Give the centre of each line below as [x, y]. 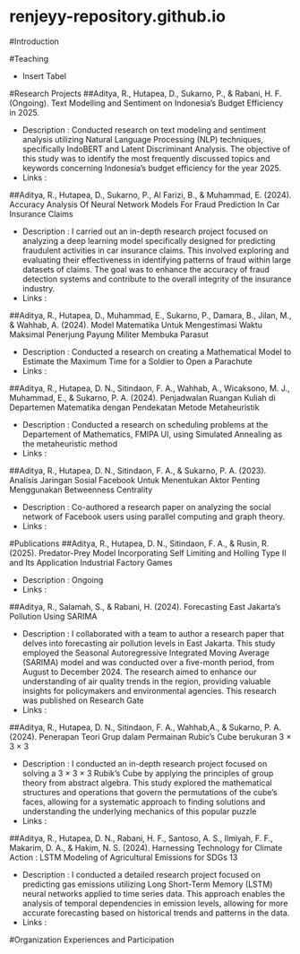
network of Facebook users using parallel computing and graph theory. [154, 516]
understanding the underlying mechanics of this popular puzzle [139, 811]
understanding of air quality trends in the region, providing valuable [146, 681]
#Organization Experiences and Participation [92, 940]
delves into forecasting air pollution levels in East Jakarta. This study [149, 643]
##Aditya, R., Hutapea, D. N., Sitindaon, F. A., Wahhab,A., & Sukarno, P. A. [146, 727]
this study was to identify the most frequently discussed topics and [146, 158]
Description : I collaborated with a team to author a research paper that [153, 633]
